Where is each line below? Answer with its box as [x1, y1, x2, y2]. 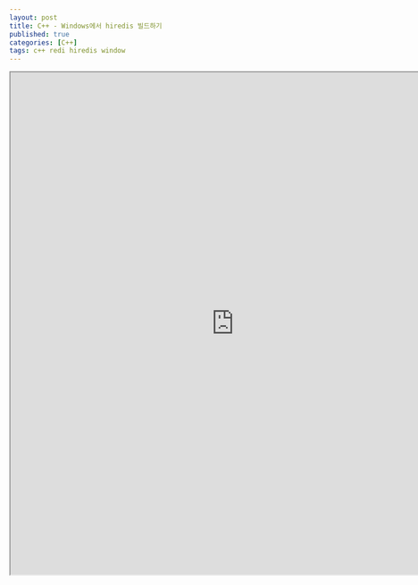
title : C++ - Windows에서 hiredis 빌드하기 [9, 21, 163, 30]
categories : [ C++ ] [9, 38, 78, 47]
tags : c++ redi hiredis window [9, 46, 126, 55]
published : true [9, 29, 70, 38]
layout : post [9, 13, 58, 22]
